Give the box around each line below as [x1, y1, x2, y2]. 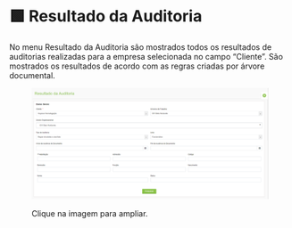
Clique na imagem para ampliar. [31, 208, 148, 219]
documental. [9, 69, 55, 80]
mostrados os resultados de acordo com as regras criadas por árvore [9, 61, 265, 71]
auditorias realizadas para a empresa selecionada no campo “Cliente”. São [9, 51, 284, 61]
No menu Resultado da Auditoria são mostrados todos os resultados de [9, 41, 272, 53]
